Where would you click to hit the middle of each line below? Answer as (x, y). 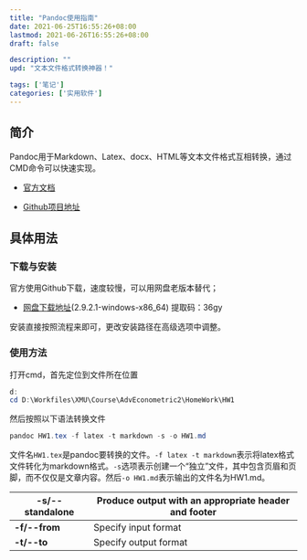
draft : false (34, 43)
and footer (194, 512)
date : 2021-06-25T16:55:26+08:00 (73, 26)
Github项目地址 (51, 206)
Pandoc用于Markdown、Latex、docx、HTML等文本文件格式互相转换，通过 (151, 156)
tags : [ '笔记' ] (37, 85)
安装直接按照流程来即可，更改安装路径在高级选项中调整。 (117, 327)
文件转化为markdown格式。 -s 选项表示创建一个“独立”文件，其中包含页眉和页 (153, 466)
